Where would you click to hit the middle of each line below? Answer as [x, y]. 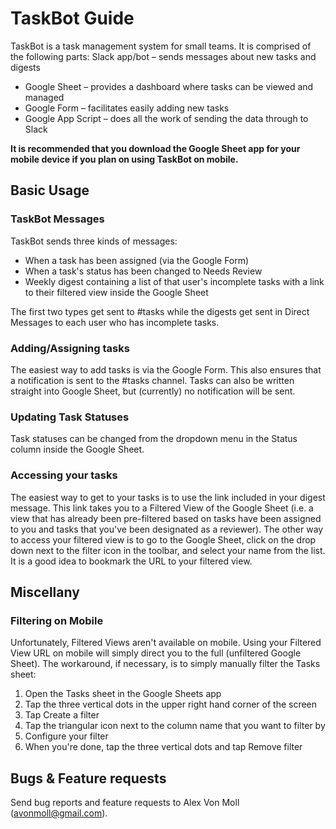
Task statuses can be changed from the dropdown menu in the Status [154, 439]
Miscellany [45, 592]
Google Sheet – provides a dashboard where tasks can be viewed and [169, 86]
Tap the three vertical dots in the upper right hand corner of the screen [171, 704]
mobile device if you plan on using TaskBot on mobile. [124, 159]
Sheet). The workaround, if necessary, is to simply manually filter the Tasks [165, 664]
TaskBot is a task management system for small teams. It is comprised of [161, 46]
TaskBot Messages [57, 219]
